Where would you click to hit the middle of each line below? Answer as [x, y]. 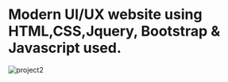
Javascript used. [65, 48]
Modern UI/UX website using [105, 15]
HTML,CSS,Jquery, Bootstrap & [114, 31]
